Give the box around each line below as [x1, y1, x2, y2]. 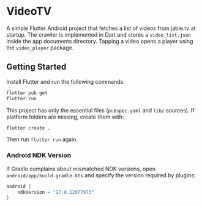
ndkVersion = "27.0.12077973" [17, 189, 95, 195]
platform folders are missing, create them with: [6, 113, 124, 120]
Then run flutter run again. [6, 136, 78, 143]
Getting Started [6, 62, 67, 72]
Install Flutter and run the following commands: [6, 78, 125, 85]
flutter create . [6, 125, 51, 131]
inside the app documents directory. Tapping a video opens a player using [6, 37, 193, 45]
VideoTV [6, 4, 52, 18]
